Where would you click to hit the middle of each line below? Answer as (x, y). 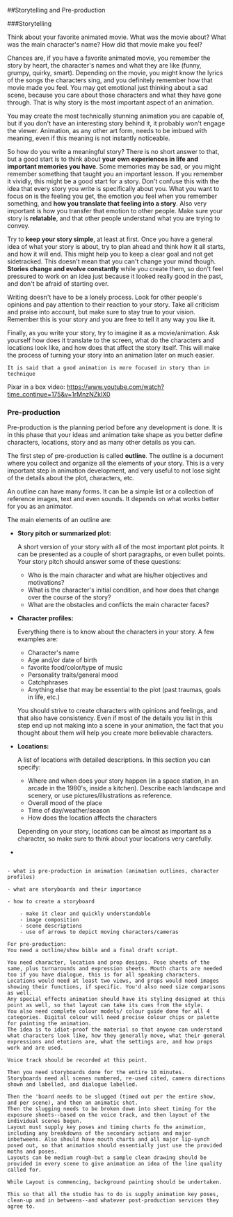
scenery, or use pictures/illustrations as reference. (100, 796)
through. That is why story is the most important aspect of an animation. (111, 102)
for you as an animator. (40, 506)
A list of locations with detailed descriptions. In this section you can (114, 760)
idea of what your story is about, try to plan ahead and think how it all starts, (116, 246)
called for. (24, 1170)
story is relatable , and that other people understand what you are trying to (114, 218)
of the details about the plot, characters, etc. (71, 478)
